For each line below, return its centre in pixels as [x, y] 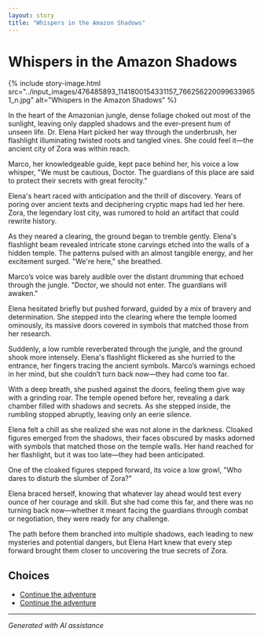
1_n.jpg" [21, 100]
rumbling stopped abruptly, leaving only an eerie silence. [100, 415]
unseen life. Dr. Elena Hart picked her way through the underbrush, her [123, 132]
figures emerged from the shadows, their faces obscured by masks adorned [132, 438]
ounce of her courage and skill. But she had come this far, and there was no [131, 502]
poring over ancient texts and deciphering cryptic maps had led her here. [126, 205]
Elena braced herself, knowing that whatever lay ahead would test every [125, 494]
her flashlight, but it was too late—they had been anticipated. [107, 455]
